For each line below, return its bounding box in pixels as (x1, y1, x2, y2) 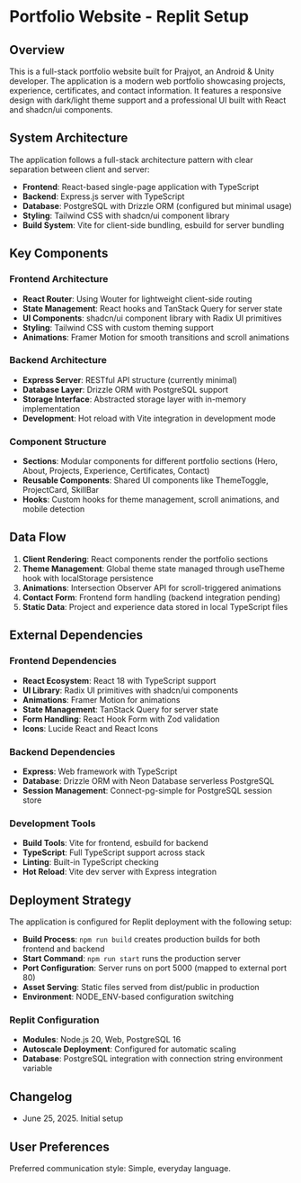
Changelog (9, 1088, 73, 1105)
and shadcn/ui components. (9, 105, 113, 114)
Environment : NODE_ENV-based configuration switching (22, 991, 235, 1002)
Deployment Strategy (9, 892, 132, 907)
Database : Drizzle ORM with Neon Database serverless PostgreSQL (22, 775, 275, 786)
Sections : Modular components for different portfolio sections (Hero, (22, 456, 279, 467)
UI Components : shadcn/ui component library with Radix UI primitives (22, 313, 282, 323)
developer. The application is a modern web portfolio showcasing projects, (9, 76, 286, 86)
